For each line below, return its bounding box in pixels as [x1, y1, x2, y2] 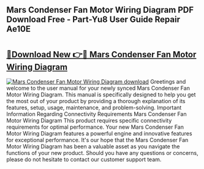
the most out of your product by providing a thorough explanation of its [6, 98, 186, 104]
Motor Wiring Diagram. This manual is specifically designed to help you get [6, 91, 196, 98]
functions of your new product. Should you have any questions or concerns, [6, 149, 199, 156]
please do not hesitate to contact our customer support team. [6, 156, 162, 163]
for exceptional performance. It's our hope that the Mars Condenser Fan [6, 137, 189, 143]
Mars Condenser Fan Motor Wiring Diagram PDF [6, 5, 194, 15]
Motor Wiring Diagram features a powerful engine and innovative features [6, 130, 192, 137]
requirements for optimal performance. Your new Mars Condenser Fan [6, 123, 184, 131]
